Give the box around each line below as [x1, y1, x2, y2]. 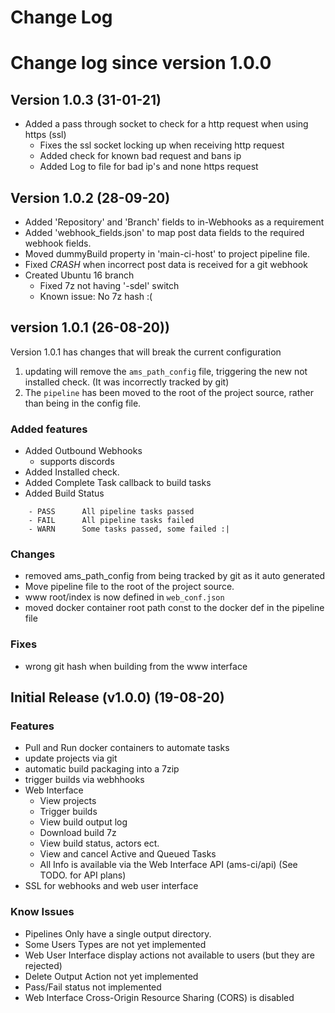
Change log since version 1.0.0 [10, 52, 272, 75]
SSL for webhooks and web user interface [24, 880, 199, 892]
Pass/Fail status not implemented [24, 981, 162, 993]
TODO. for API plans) [39, 869, 127, 881]
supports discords [39, 456, 115, 468]
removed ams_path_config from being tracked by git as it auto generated [24, 570, 326, 582]
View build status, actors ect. [39, 837, 160, 850]
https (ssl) [24, 129, 67, 141]
